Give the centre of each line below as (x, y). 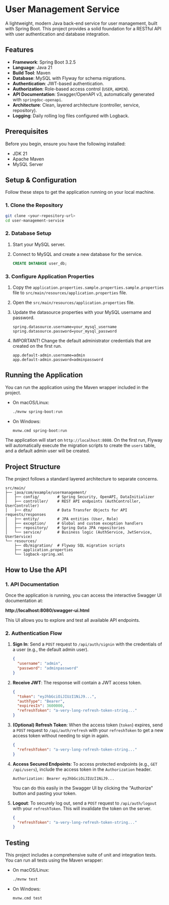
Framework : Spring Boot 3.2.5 (44, 62)
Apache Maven (28, 159)
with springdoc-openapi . (38, 99)
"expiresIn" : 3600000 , (41, 706)
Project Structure (33, 467)
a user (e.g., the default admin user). (50, 650)
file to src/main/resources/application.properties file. (70, 292)
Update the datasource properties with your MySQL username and (82, 312)
